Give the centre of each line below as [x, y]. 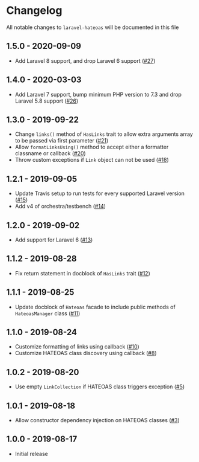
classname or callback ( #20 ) [50, 153]
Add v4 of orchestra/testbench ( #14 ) [60, 207]
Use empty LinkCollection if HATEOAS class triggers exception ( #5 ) [100, 387]
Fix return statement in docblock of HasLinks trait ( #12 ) [82, 273]
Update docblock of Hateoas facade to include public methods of [95, 307]
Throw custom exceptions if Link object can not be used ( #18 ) [92, 160]
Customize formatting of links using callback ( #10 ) [77, 347]
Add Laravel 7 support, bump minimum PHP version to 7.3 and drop [98, 94]
